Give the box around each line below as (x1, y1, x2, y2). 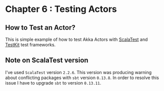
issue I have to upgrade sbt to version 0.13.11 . (5, 80, 101, 86)
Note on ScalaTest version (5, 56, 88, 65)
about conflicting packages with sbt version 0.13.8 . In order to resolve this (5, 75, 159, 81)
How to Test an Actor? (5, 23, 76, 32)
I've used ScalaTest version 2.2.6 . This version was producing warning (5, 69, 152, 75)
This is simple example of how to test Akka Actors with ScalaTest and (5, 36, 148, 42)
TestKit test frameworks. (5, 42, 56, 48)
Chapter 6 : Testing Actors (5, 3, 117, 15)
